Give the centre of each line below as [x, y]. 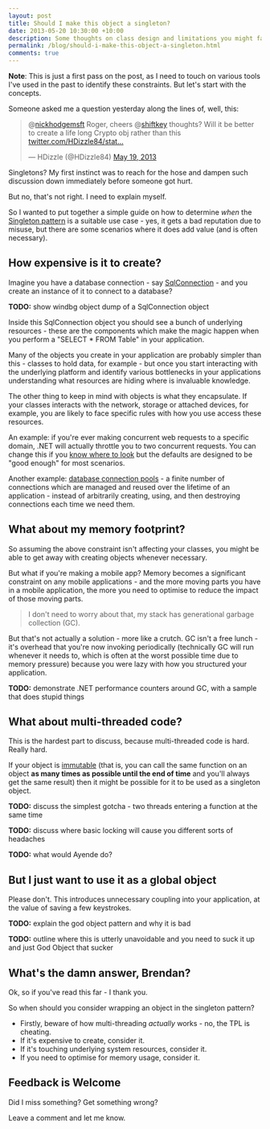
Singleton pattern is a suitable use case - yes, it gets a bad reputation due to [135, 221]
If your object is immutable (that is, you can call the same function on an [128, 766]
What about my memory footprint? [97, 530]
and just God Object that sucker [61, 948]
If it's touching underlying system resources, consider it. [113, 1049]
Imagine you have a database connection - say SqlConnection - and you [128, 282]
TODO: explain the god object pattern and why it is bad [100, 924]
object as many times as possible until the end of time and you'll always [129, 774]
